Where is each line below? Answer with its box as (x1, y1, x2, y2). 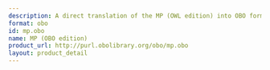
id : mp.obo (8, 27, 45, 35)
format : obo (8, 19, 48, 27)
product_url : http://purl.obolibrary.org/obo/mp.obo (8, 42, 189, 50)
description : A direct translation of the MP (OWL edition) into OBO (8, 11, 247, 20)
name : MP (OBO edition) (8, 34, 88, 43)
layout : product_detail (8, 49, 88, 57)
